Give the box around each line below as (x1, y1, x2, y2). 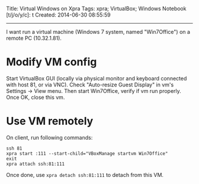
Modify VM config (6, 56, 97, 69)
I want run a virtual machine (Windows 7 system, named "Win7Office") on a (6, 28, 191, 35)
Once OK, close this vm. (6, 93, 65, 101)
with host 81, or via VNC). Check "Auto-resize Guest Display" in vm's (6, 81, 174, 88)
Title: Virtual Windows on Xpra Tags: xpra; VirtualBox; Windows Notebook (6, 5, 187, 12)
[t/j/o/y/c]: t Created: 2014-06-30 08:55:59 (6, 11, 111, 18)
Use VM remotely (6, 115, 94, 128)
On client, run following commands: (6, 134, 93, 141)
